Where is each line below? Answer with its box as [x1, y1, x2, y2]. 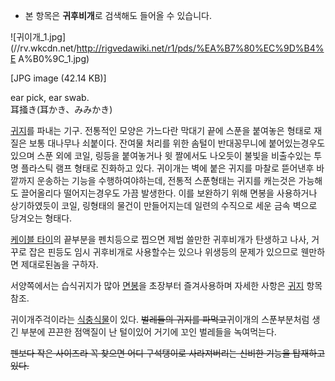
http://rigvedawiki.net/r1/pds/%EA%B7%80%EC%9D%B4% [76, 42, 325, 54]
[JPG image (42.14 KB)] [10, 72, 107, 84]
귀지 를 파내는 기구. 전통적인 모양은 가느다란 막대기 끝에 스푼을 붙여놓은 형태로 [10, 125, 312, 136]
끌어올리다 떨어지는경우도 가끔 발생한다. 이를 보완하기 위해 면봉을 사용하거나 [20, 187, 318, 199]
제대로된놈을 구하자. [20, 259, 99, 270]
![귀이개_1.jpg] [10, 31, 67, 43]
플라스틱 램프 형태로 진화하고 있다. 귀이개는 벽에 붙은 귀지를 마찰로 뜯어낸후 [20, 162, 315, 174]
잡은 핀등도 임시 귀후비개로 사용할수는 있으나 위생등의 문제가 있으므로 [28, 246, 299, 258]
